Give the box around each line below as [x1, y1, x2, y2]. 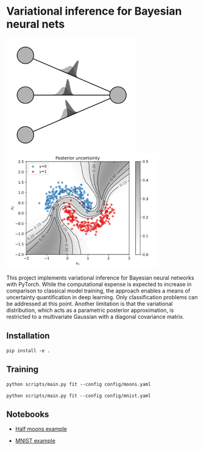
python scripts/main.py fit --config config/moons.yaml [6, 381, 151, 387]
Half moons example [15, 426, 67, 433]
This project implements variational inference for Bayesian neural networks [6, 274, 195, 281]
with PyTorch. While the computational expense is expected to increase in [6, 280, 192, 288]
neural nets [6, 17, 65, 31]
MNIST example [15, 437, 56, 445]
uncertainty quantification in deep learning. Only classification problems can [6, 293, 198, 300]
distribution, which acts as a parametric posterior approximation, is [6, 307, 174, 314]
